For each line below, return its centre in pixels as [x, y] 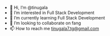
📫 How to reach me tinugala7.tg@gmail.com [54, 28]
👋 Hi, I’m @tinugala [28, 8]
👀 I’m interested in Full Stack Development [52, 13]
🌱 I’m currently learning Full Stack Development [57, 18]
